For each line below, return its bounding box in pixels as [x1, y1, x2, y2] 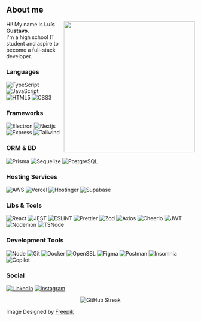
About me [6, 5, 44, 15]
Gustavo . [6, 27, 29, 34]
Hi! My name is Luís [6, 20, 55, 28]
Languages [6, 67, 40, 76]
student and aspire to [6, 40, 59, 47]
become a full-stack [6, 46, 56, 53]
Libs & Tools [6, 201, 42, 209]
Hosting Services [6, 172, 58, 181]
